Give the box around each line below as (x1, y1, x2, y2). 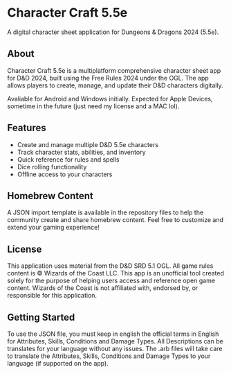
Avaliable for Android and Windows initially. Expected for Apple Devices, (7, 94, 213, 103)
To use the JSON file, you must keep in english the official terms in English (7, 330, 219, 338)
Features (7, 122, 46, 134)
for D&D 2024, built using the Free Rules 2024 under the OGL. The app (7, 74, 209, 82)
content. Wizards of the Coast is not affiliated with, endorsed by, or (7, 284, 198, 292)
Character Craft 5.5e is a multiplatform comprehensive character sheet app (7, 66, 221, 74)
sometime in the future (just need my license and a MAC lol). (7, 102, 180, 110)
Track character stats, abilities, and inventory (17, 148, 146, 156)
